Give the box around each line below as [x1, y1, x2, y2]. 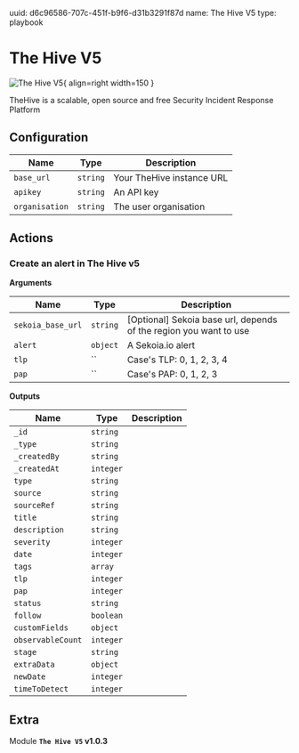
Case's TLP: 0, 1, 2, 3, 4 [126, 353, 229, 366]
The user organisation [113, 200, 206, 213]
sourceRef [13, 500, 55, 511]
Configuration [9, 130, 89, 145]
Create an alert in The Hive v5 [9, 257, 141, 270]
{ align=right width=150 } [62, 77, 155, 88]
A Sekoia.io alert [126, 339, 196, 352]
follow [13, 611, 42, 621]
